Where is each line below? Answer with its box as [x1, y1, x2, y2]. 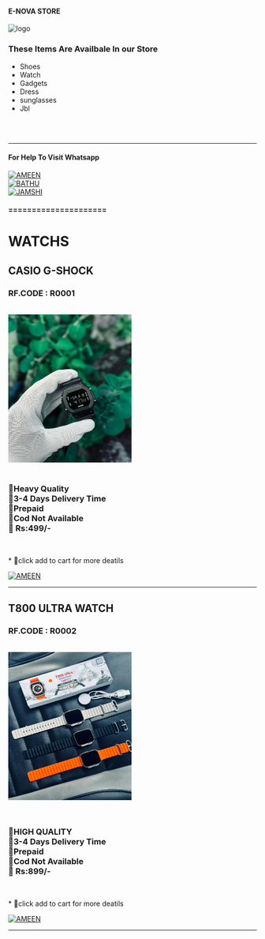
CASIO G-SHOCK [8, 264, 94, 277]
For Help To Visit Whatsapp [8, 152, 100, 162]
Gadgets [19, 78, 48, 88]
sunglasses [19, 95, 57, 104]
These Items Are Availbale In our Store [8, 43, 159, 54]
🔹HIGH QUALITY [8, 826, 73, 837]
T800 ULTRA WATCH [8, 601, 114, 615]
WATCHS [8, 233, 69, 250]
